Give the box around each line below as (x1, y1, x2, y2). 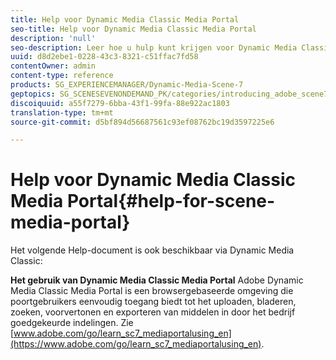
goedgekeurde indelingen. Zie (10, 317, 134, 329)
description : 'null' (10, 33, 97, 43)
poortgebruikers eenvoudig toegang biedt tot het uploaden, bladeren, (10, 296, 297, 308)
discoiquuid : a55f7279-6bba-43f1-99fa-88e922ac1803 (10, 98, 230, 108)
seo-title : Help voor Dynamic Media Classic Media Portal (10, 24, 257, 34)
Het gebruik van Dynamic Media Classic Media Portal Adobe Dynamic (10, 274, 304, 286)
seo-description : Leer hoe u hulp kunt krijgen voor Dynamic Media (10, 42, 298, 53)
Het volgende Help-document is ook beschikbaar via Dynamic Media (10, 244, 295, 256)
